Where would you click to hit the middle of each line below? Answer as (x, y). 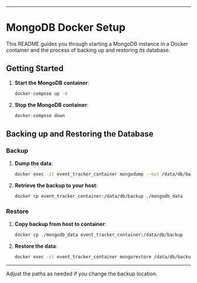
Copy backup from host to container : (60, 224)
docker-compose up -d (41, 94)
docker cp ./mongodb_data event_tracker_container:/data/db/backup (98, 235)
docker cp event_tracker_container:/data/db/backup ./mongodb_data (98, 197)
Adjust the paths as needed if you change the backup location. (82, 274)
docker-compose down (40, 115)
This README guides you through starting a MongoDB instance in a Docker (97, 44)
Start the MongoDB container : (52, 82)
